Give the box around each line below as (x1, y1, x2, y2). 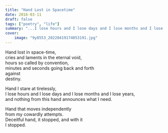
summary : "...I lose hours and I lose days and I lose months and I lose (5, 26, 163, 31)
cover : (5, 31, 19, 36)
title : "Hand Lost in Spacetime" (5, 7, 75, 13)
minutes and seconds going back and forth (5, 65, 95, 71)
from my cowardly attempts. (5, 111, 64, 117)
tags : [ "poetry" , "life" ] (5, 21, 59, 27)
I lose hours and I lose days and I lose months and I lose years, (5, 91, 135, 97)
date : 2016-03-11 (5, 12, 42, 17)
